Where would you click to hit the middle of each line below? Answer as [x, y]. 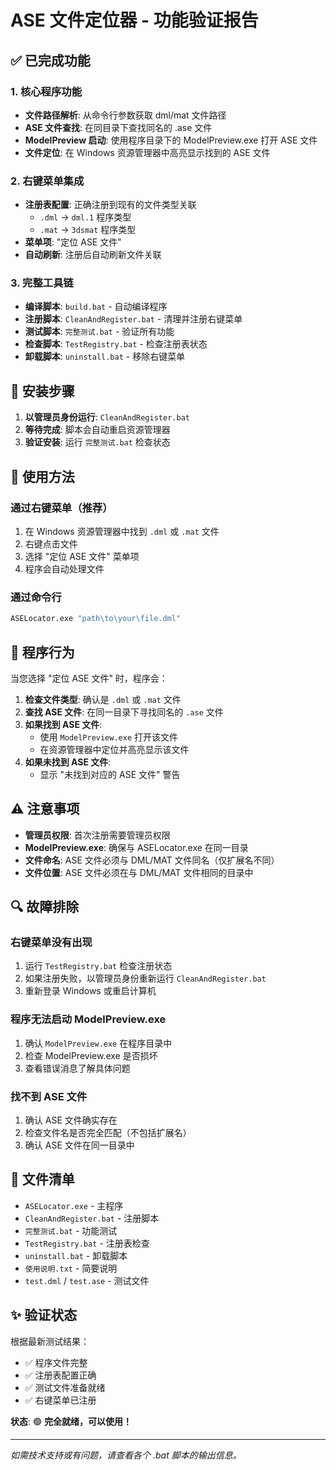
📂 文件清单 [42, 1179]
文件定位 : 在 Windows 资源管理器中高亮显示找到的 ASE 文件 [147, 152]
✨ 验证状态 [44, 1315]
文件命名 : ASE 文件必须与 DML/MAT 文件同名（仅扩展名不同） [152, 860]
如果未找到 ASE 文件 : [68, 762]
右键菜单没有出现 [51, 943]
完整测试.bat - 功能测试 [71, 1230]
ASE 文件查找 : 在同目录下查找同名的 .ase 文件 [118, 127]
